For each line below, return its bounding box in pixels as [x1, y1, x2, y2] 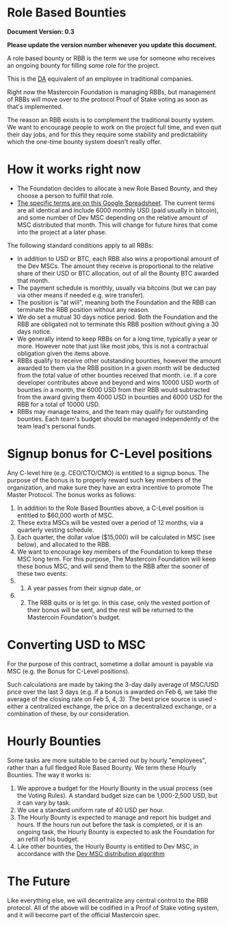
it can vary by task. [16, 799, 71, 807]
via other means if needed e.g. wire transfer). [16, 291, 145, 299]
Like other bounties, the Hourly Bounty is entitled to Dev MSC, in [16, 842, 199, 851]
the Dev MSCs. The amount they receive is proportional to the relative [16, 262, 214, 270]
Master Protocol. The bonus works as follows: [7, 490, 137, 498]
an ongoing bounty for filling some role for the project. [7, 61, 160, 69]
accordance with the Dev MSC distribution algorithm [16, 849, 165, 857]
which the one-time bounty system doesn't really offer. [7, 137, 162, 145]
